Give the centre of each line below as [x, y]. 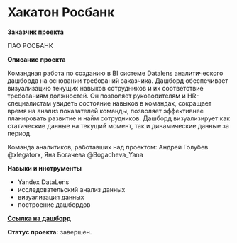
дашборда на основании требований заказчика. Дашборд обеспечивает [118, 80]
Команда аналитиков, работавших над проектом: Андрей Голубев [108, 147]
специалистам [29, 103]
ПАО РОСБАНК [30, 45]
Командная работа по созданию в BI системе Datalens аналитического [115, 73]
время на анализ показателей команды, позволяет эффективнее [106, 111]
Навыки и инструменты [44, 168]
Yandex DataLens [43, 182]
